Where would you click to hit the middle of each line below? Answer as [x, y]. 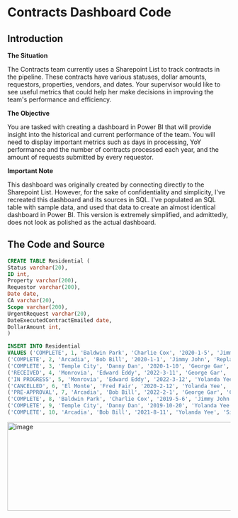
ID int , [19, 274]
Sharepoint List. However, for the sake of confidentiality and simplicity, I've [116, 192]
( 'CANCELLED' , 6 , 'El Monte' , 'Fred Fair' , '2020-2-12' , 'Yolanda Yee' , [117, 386]
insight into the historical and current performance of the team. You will [111, 134]
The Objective [29, 113]
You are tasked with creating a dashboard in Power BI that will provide [109, 127]
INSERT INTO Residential [44, 346]
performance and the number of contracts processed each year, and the [113, 149]
